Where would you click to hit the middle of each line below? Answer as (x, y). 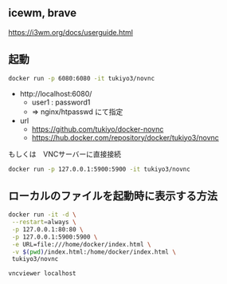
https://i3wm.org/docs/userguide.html (71, 32)
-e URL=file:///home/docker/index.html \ (81, 244)
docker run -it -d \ (43, 215)
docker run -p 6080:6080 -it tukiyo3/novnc (82, 78)
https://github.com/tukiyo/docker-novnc (98, 129)
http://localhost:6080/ (56, 93)
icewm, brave (43, 13)
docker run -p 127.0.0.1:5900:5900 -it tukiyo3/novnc (100, 169)
